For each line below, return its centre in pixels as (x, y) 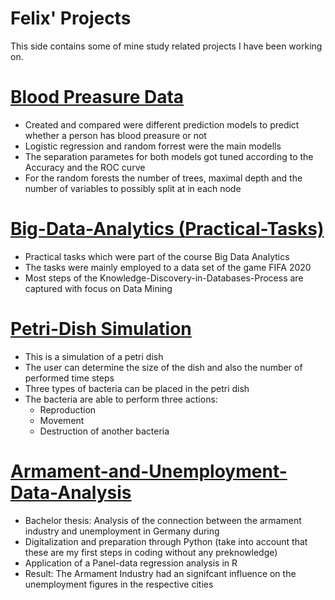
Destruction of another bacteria (104, 431)
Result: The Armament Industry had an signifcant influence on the (160, 573)
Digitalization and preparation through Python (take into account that (166, 541)
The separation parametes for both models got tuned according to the (169, 156)
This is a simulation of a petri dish (94, 356)
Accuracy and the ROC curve (85, 167)
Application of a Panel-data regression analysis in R (131, 563)
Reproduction (68, 409)
